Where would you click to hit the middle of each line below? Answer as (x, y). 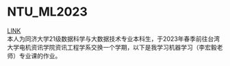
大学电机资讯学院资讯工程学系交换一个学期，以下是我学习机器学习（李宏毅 (112, 47)
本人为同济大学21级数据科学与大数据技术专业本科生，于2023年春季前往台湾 (114, 39)
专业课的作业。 (40, 56)
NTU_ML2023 (47, 12)
